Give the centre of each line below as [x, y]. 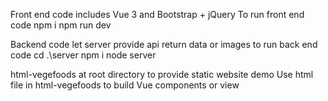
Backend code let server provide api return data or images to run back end [164, 44]
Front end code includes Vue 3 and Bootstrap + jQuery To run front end [157, 14]
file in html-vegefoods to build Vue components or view [125, 85]
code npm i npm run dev [61, 25]
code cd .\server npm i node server [83, 55]
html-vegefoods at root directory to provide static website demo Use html [162, 74]
